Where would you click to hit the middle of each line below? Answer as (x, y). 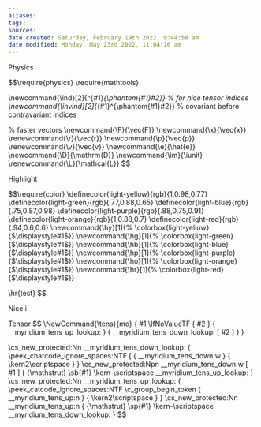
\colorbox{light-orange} (199, 261)
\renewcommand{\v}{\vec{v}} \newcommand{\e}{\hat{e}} (102, 147)
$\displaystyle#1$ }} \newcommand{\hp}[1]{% (85, 253)
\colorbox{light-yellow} (172, 228)
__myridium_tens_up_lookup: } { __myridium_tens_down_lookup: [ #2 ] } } (126, 332)
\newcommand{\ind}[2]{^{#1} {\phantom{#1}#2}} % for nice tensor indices (129, 98)
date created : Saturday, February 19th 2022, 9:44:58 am (104, 37)
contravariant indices (43, 114)
